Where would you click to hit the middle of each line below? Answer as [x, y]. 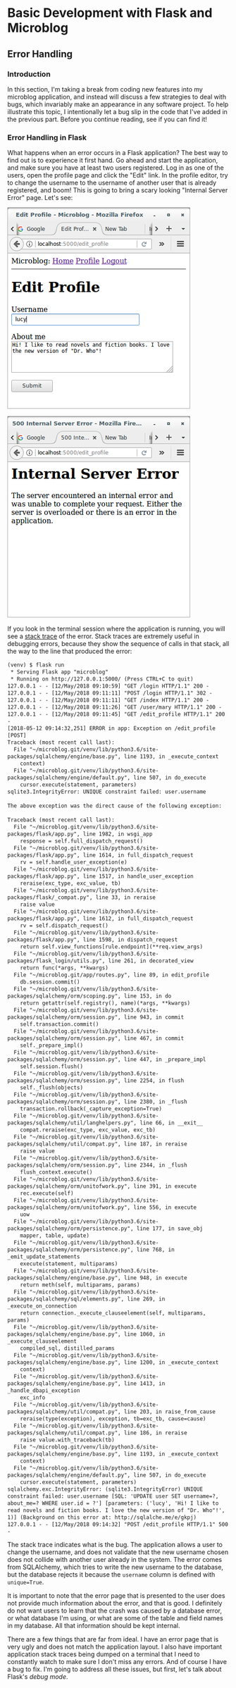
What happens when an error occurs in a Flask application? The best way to [118, 153]
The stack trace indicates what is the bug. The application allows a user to [115, 1545]
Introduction [29, 74]
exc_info [33, 1398]
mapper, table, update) [55, 1236]
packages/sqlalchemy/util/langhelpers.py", [72, 1123]
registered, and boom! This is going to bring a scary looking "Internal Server [118, 190]
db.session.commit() [50, 982]
